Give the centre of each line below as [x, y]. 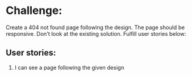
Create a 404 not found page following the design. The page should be [95, 27]
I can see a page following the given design [69, 67]
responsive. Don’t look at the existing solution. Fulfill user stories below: [96, 33]
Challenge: [34, 11]
